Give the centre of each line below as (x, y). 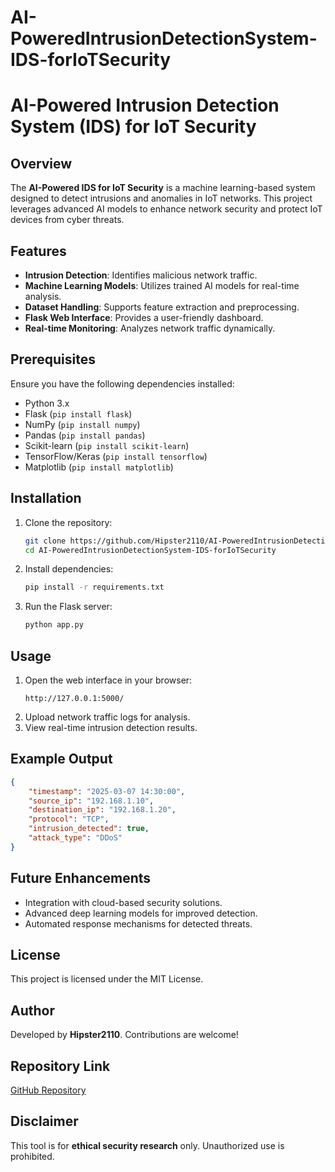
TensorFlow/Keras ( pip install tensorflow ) (116, 456)
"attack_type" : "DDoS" (75, 838)
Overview (41, 163)
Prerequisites (53, 359)
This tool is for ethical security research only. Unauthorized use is (147, 1145)
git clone (45, 541)
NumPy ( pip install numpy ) (82, 424)
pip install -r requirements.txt (94, 587)
